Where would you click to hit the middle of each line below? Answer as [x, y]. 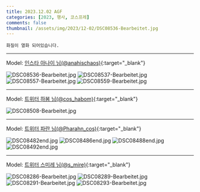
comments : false [26, 23]
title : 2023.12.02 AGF [34, 12]
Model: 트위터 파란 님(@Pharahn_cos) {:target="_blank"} [74, 129]
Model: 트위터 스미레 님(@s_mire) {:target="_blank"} [68, 165]
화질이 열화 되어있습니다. [33, 46]
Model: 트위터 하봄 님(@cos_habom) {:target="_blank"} [72, 99]
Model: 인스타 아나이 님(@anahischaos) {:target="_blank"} [76, 63]
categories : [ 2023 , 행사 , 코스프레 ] [48, 17]
